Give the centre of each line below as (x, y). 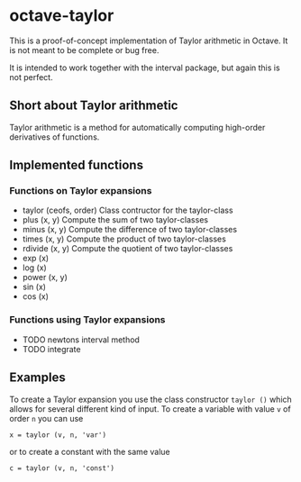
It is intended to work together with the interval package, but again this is (145, 68)
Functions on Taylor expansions (81, 191)
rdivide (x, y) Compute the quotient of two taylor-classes (128, 249)
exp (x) (36, 259)
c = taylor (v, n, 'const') (62, 468)
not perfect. (31, 77)
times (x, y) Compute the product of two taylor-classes (124, 239)
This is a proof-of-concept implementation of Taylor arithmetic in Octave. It (149, 41)
